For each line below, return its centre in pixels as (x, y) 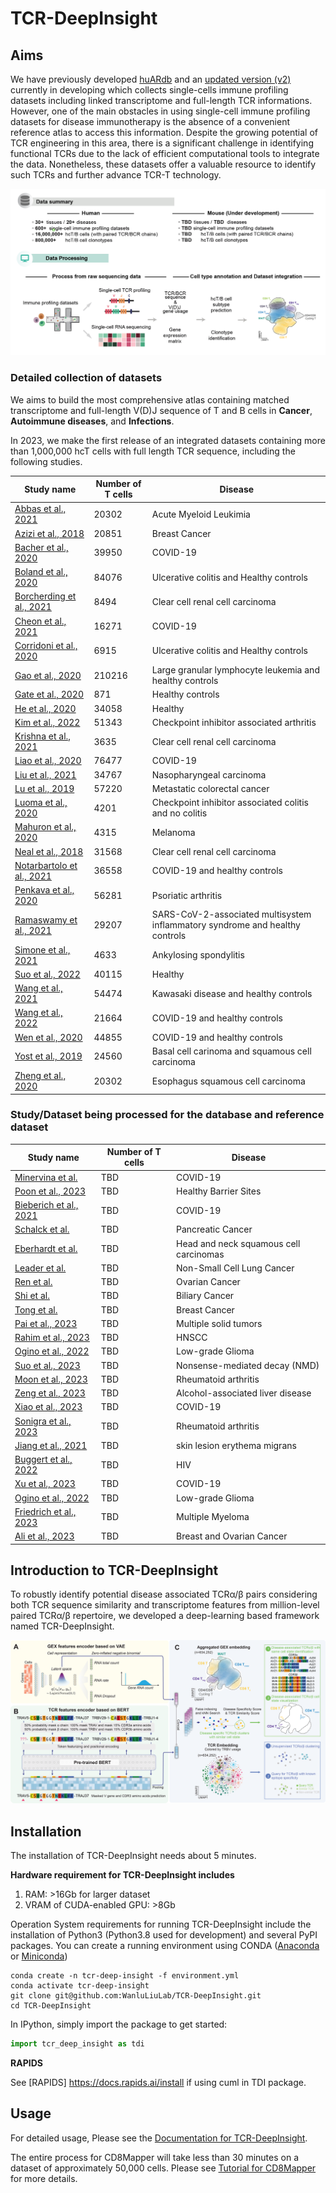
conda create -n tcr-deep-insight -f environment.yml (125, 1976)
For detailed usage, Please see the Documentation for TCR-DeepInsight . (159, 2138)
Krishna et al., (43, 736)
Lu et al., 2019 (44, 788)
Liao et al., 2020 (48, 761)
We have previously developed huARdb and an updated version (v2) (151, 79)
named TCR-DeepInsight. (62, 1626)
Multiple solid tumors (219, 1323)
